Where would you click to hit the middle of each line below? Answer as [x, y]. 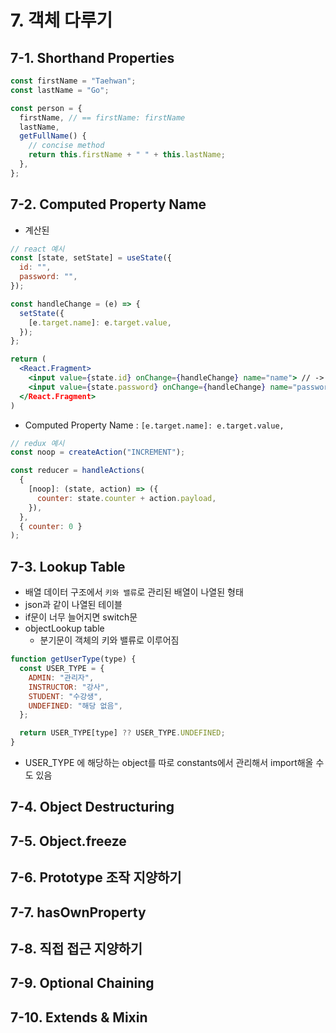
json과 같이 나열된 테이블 [73, 605]
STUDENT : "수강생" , [65, 696]
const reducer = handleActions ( [77, 471]
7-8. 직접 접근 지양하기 [76, 948]
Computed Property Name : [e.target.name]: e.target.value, [154, 425]
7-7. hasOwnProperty [78, 912]
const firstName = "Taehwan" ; [73, 81]
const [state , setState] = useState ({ [91, 258]
